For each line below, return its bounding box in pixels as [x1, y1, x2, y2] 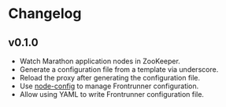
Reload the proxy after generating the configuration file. [19, 73, 201, 82]
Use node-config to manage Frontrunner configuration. [19, 81, 199, 91]
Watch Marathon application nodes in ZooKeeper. [19, 56, 181, 66]
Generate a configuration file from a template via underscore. [19, 65, 219, 74]
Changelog [8, 5, 82, 23]
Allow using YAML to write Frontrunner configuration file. [19, 90, 205, 98]
